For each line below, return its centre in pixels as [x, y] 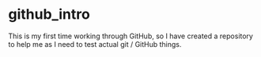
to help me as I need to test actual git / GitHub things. [95, 44]
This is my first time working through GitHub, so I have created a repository [130, 36]
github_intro [49, 14]
